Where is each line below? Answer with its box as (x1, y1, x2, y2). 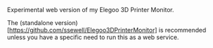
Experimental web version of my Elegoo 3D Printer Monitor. (7, 6, 175, 14)
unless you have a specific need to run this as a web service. (7, 33, 179, 41)
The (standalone (7, 19, 53, 26)
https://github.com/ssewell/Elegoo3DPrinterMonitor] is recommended (9, 26, 207, 34)
